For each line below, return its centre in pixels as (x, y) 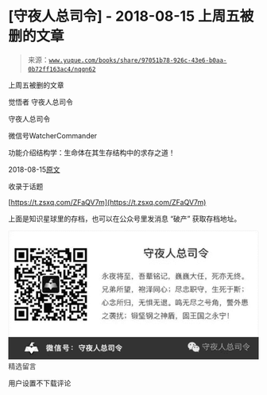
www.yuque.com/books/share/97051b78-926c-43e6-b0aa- (138, 60)
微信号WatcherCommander (53, 135)
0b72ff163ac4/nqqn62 (62, 69)
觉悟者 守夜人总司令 (41, 102)
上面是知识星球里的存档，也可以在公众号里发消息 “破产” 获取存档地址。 (125, 219)
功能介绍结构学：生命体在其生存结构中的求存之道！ (92, 153)
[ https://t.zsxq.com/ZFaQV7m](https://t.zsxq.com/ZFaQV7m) (107, 202)
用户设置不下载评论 (40, 383)
